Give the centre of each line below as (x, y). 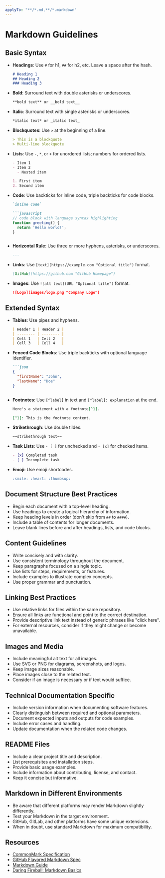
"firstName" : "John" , (40, 377)
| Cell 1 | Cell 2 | (38, 339)
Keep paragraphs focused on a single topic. (57, 566)
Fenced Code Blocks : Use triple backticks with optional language (80, 353)
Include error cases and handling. (47, 723)
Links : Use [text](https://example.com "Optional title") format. (81, 265)
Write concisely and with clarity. (45, 555)
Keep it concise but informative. (45, 778)
